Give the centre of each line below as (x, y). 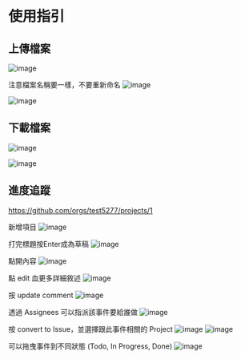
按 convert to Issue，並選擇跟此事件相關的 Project (91, 329)
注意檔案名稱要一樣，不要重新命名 (64, 85)
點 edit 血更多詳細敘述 (45, 278)
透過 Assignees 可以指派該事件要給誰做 (73, 312)
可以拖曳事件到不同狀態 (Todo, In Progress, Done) (90, 346)
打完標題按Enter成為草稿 (49, 244)
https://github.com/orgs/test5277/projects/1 (81, 210)
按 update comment (41, 295)
